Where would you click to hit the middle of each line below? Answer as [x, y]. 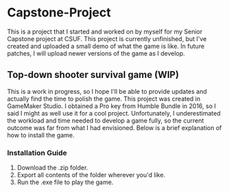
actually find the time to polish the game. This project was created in [104, 99]
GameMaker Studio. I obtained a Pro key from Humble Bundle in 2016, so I [111, 106]
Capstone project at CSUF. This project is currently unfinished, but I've [107, 38]
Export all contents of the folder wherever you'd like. [91, 175]
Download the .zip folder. [52, 168]
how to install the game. [41, 135]
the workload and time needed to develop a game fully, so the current [106, 120]
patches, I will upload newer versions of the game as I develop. [96, 53]
